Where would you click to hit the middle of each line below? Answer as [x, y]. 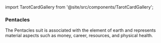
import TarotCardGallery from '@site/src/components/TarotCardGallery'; [80, 7]
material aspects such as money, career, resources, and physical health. [79, 36]
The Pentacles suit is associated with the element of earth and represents [80, 30]
